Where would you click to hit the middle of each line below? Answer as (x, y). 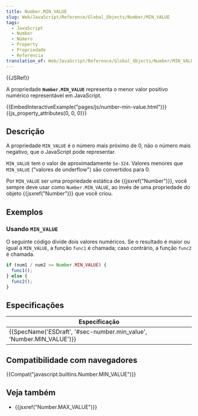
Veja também (31, 393)
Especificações (35, 305)
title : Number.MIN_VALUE (37, 11)
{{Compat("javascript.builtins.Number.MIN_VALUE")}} (71, 374)
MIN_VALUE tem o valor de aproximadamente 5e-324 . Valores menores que (95, 163)
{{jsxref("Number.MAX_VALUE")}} (56, 407)
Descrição (25, 131)
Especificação (99, 322)
